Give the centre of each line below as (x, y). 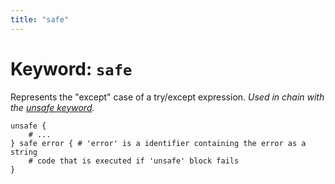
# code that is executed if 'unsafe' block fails (134, 161)
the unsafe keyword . (52, 107)
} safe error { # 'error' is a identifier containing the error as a (158, 143)
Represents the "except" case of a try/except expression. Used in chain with (167, 97)
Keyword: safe (71, 68)
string (24, 152)
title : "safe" (40, 19)
